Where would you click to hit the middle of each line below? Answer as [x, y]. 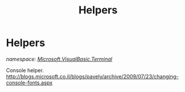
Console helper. [25, 70]
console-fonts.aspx [29, 83]
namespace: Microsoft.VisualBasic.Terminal [59, 59]
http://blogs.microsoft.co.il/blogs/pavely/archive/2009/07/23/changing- [92, 76]
